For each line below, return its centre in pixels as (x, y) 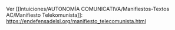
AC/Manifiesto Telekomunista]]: (44, 15)
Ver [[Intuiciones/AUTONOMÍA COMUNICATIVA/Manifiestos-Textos (88, 9)
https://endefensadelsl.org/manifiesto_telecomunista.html (76, 21)
